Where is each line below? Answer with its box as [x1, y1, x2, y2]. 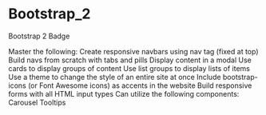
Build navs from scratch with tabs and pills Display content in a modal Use [8, 55, 252, 65]
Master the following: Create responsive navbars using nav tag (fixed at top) [8, 46, 259, 56]
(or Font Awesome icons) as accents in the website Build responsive [27, 81, 252, 90]
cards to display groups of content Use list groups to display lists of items [8, 63, 250, 73]
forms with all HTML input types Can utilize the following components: [8, 89, 240, 98]
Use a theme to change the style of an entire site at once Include [8, 72, 221, 81]
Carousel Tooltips [8, 97, 66, 107]
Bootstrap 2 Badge [8, 31, 70, 41]
